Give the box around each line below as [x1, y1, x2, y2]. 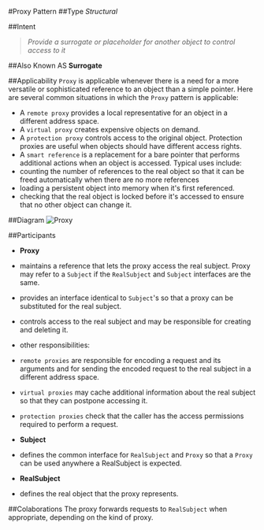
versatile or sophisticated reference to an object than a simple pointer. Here [8, 84, 254, 94]
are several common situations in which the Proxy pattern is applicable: [8, 93, 239, 102]
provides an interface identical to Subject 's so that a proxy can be [19, 293, 234, 302]
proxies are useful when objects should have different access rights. [19, 142, 242, 150]
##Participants [8, 231, 57, 239]
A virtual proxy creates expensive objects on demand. [19, 125, 201, 134]
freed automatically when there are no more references [19, 175, 199, 184]
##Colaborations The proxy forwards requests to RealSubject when [8, 504, 228, 513]
